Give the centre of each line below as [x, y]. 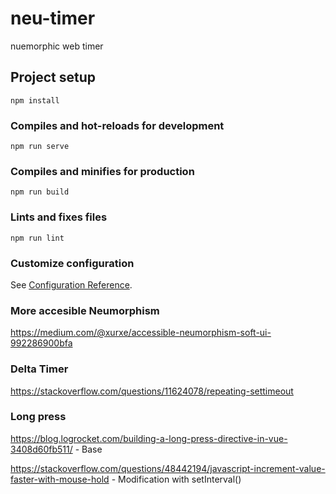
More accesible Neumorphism [85, 310]
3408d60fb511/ [41, 449]
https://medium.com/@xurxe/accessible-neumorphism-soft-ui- [141, 333]
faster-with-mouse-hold [60, 479]
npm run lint [37, 238]
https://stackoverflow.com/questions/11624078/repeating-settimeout [152, 391]
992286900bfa [41, 343]
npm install [35, 100]
